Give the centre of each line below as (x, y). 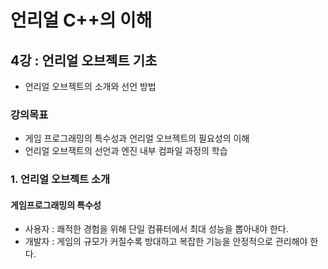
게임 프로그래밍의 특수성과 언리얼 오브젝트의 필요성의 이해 (137, 138)
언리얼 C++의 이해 (81, 20)
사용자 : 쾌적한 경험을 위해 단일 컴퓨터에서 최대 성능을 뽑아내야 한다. (156, 229)
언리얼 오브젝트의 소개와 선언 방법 (90, 86)
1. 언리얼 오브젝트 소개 (60, 179)
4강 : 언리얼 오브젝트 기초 (84, 60)
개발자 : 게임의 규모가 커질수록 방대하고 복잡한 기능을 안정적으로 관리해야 (166, 242)
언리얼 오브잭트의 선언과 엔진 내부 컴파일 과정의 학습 (126, 151)
